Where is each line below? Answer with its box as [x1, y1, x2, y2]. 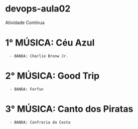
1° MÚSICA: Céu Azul [5, 37, 95, 48]
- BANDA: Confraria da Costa [10, 119, 71, 125]
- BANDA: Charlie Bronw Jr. [10, 53, 69, 58]
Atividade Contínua [5, 19, 45, 25]
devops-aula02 [5, 3, 71, 14]
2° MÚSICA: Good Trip [5, 70, 100, 81]
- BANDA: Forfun [10, 86, 44, 91]
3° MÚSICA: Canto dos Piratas [5, 103, 133, 114]
